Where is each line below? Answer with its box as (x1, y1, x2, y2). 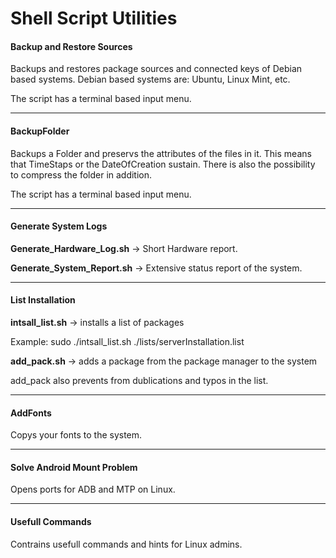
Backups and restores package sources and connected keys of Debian (10, 63, 303, 75)
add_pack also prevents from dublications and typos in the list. (10, 375, 269, 386)
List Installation (10, 294, 76, 306)
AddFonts (10, 407, 52, 419)
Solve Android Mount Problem (10, 461, 138, 473)
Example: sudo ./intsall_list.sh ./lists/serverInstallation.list (10, 336, 245, 347)
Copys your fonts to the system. (10, 429, 143, 441)
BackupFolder (10, 125, 70, 137)
